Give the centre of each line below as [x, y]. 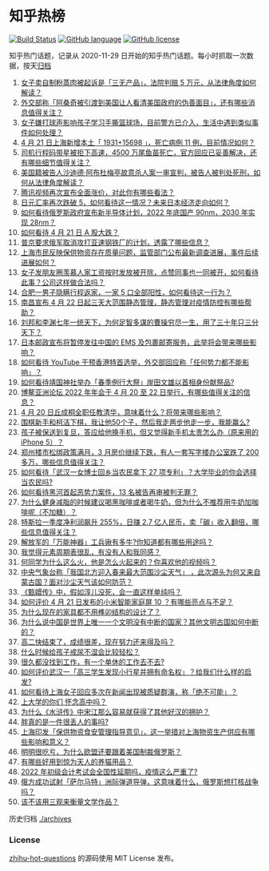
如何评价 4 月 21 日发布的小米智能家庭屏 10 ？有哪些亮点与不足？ [127, 602]
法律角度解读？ [59, 182]
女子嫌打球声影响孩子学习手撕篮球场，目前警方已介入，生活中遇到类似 [136, 122]
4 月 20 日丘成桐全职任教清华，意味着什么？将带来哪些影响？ [121, 412]
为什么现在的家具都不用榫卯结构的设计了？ [91, 611]
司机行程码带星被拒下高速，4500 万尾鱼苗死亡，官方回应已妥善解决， [135, 152]
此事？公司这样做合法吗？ [63, 282]
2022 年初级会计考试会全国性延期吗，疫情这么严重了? [109, 771]
